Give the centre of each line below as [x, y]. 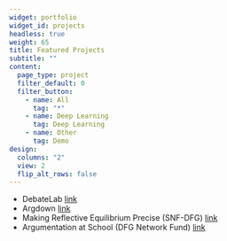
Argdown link [46, 208]
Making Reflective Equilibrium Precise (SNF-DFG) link [120, 218]
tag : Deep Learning [68, 125]
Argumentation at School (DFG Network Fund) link [113, 228]
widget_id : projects [47, 26]
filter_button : [45, 91]
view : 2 [31, 166]
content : [25, 67]
